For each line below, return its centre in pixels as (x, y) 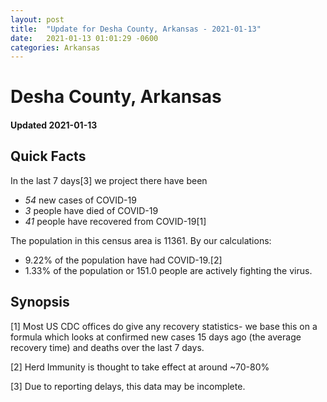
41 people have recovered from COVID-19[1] (115, 221)
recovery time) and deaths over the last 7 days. (107, 347)
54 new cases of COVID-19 (80, 200)
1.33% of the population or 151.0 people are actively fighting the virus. (168, 270)
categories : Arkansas (55, 47)
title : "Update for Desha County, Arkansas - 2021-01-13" (136, 29)
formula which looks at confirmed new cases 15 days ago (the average (156, 337)
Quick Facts (48, 156)
